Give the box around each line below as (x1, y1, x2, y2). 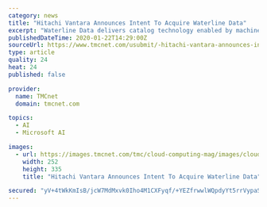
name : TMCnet (15, 92, 59, 100)
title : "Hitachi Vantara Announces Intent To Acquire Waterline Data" (8, 19, 247, 27)
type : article (8, 48, 56, 56)
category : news (8, 11, 59, 20)
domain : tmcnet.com (15, 100, 80, 108)
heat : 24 (8, 63, 37, 71)
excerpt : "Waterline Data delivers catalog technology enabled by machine (8, 26, 261, 34)
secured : (8, 187, 37, 195)
